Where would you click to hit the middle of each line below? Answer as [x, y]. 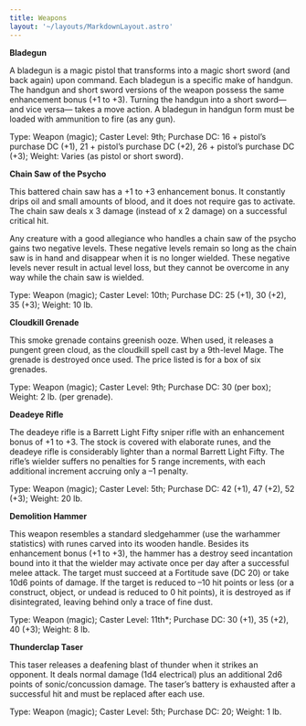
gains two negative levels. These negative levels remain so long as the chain [153, 248]
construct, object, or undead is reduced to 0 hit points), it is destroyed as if [150, 592]
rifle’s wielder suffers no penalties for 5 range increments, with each [137, 461]
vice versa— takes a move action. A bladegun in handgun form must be [160, 109]
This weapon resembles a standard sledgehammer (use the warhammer [145, 534]
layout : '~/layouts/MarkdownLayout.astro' [91, 27]
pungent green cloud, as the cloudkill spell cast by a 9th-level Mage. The [147, 349]
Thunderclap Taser [47, 646]
